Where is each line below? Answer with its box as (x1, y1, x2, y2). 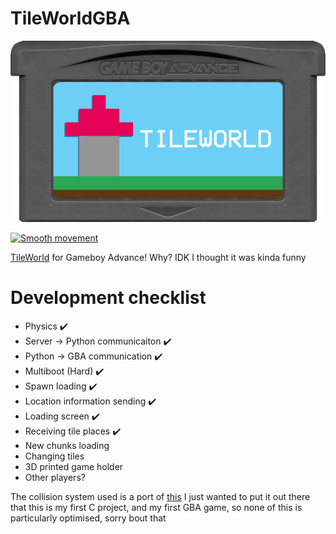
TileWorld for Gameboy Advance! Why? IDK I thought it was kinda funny (10, 252, 307, 264)
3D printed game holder (24, 461, 124, 473)
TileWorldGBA (10, 7, 131, 30)
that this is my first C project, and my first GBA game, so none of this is (10, 502, 303, 514)
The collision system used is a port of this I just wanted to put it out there (10, 491, 311, 503)
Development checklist (10, 287, 207, 309)
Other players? (24, 472, 86, 484)
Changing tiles (24, 450, 85, 462)
